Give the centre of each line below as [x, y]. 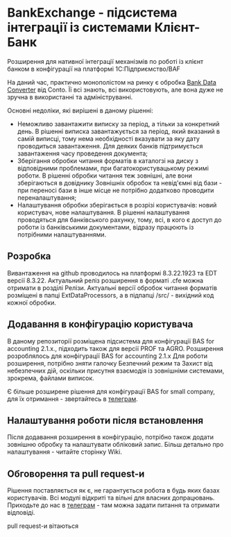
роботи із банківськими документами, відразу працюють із [105, 227]
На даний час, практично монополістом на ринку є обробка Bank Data [112, 82]
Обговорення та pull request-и [76, 474]
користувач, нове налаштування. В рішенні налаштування [103, 212]
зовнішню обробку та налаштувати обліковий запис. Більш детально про [115, 445]
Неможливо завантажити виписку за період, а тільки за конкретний [118, 123]
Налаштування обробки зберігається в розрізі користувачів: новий [117, 205]
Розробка [29, 256]
